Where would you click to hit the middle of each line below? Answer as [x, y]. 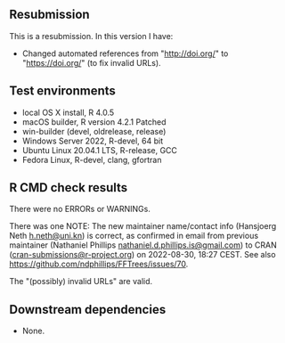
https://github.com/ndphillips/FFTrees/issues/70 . [99, 264]
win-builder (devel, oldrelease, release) [94, 131]
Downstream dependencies [88, 310]
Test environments [62, 91]
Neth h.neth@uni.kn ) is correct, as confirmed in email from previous [134, 236]
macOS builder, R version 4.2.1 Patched [94, 122]
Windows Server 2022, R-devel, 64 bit [93, 141]
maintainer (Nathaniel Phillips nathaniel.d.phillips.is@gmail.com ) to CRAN [143, 245]
